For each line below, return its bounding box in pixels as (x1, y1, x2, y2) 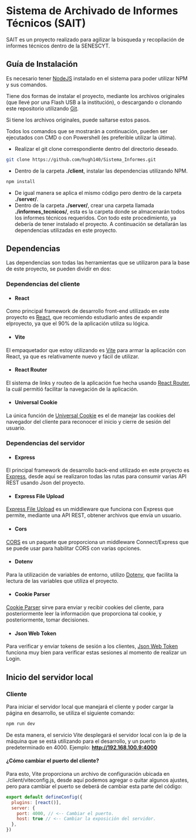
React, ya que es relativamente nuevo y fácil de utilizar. (6, 353, 140, 360)
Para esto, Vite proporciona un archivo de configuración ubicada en (6, 770, 170, 777)
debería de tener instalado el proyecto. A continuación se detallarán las (14, 220, 187, 227)
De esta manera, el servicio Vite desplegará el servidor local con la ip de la (6, 731, 187, 738)
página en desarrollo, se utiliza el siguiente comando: (6, 709, 135, 717)
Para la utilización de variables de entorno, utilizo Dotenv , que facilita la (6, 571, 179, 578)
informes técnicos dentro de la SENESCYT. (6, 42, 110, 49)
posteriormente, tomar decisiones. (6, 616, 90, 623)
